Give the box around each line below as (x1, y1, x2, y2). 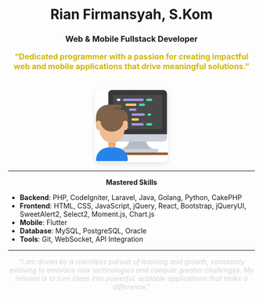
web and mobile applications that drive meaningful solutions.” (13, 61, 250, 72)
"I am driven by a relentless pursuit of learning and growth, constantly (18, 257, 245, 267)
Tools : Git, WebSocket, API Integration (19, 234, 143, 244)
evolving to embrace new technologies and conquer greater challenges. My (9, 265, 254, 275)
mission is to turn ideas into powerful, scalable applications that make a (15, 274, 248, 283)
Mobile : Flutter (19, 218, 68, 227)
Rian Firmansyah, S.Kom (50, 5, 213, 24)
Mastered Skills (105, 178, 158, 187)
